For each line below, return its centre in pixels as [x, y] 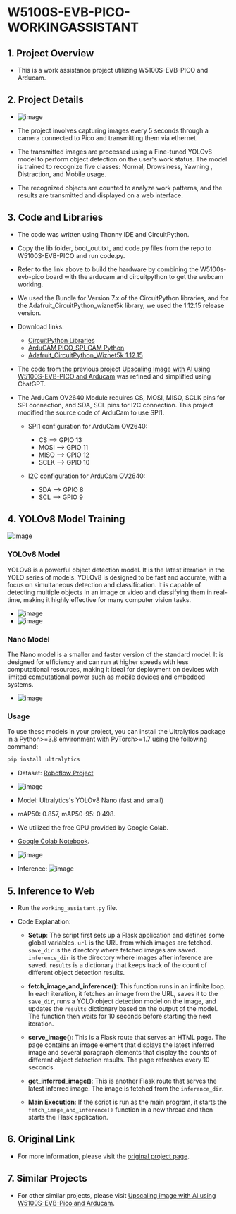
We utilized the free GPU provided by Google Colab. [93, 828]
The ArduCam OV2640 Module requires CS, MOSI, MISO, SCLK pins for [121, 397]
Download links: [41, 326]
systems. [20, 685]
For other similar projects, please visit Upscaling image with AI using [117, 1195]
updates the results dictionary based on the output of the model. [123, 1009]
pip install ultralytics [44, 760]
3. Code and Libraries [55, 217]
